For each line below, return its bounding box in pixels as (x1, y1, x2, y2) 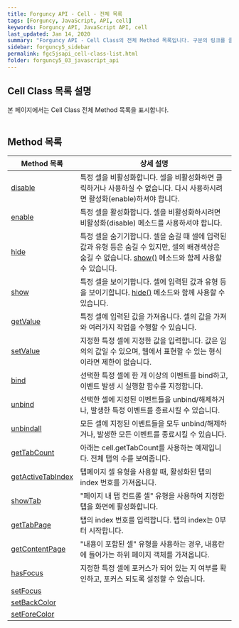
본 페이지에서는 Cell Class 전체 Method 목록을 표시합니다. (7, 105, 169, 114)
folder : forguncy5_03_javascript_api (7, 57, 119, 64)
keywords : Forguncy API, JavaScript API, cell (7, 24, 148, 31)
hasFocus (11, 568, 44, 578)
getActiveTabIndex (11, 472, 73, 482)
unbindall (11, 424, 42, 434)
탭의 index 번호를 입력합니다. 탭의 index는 (80, 515, 213, 525)
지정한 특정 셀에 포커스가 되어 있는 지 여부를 (80, 563, 218, 573)
